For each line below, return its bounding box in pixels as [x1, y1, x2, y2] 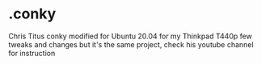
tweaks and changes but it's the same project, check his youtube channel [8, 39, 254, 49]
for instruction [8, 48, 56, 58]
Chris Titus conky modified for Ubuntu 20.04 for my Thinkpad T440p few [8, 31, 253, 41]
